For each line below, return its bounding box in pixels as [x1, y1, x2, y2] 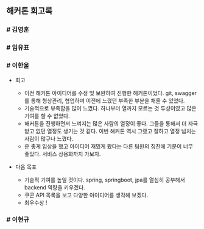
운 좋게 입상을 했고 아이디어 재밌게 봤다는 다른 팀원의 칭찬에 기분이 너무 [24, 143, 194, 150]
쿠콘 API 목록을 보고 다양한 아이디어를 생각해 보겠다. [24, 191, 149, 199]
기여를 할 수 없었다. [24, 112, 70, 119]
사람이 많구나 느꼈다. [24, 135, 74, 142]
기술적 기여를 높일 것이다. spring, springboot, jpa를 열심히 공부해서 [24, 176, 186, 183]
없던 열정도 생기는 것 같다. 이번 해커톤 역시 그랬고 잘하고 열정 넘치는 [35, 127, 197, 135]
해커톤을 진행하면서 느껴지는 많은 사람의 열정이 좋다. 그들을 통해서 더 [24, 119, 187, 127]
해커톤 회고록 [6, 5, 53, 16]
